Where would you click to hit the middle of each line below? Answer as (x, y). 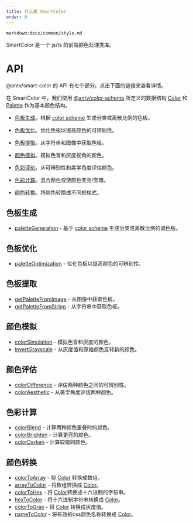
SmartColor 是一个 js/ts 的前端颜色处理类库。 (61, 45)
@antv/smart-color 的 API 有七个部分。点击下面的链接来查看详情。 (86, 86)
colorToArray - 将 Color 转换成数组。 (59, 478)
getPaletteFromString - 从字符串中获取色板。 (68, 306)
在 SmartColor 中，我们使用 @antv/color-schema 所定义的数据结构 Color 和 (97, 98)
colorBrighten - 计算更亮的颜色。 (54, 435)
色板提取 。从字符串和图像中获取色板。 (61, 143)
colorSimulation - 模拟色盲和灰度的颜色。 (64, 342)
